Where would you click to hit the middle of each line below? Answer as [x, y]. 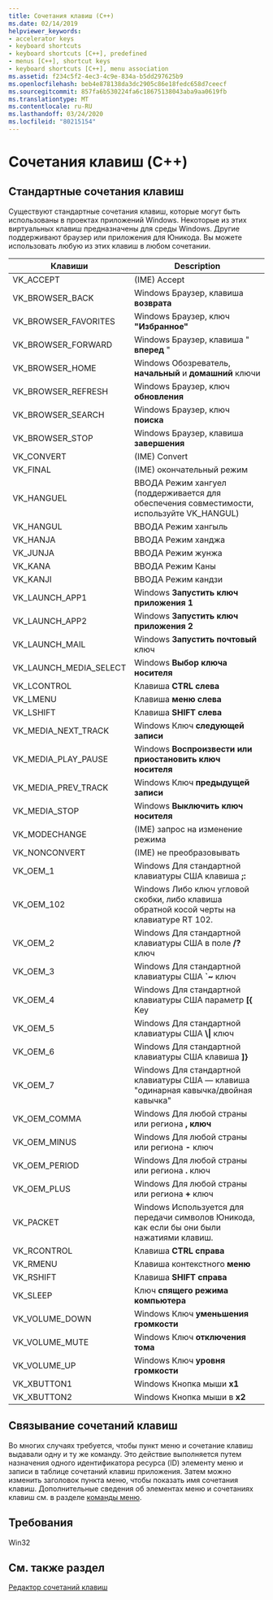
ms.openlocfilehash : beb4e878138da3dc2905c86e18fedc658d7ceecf [118, 84]
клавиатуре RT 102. [173, 919]
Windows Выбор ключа [180, 662]
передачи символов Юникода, [195, 1217]
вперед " [152, 349]
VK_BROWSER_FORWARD [63, 345]
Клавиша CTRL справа [179, 1251]
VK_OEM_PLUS [42, 1189]
